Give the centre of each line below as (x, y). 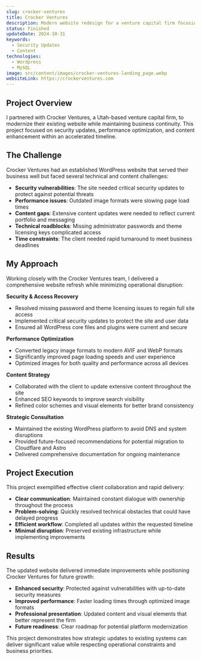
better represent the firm (45, 620)
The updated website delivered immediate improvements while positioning (98, 571)
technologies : (24, 56)
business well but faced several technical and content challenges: (87, 176)
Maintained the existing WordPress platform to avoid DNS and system (100, 429)
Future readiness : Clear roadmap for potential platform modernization (101, 626)
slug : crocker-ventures (36, 12)
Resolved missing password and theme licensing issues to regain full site (105, 308)
